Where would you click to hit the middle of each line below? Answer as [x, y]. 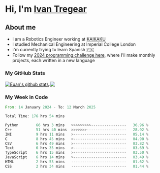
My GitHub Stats [25, 73]
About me [20, 27]
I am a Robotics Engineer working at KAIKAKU [59, 39]
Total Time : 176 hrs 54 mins [35, 116]
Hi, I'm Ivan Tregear [46, 9]
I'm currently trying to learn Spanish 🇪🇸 [53, 50]
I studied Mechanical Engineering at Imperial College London [74, 44]
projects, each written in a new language [53, 60]
